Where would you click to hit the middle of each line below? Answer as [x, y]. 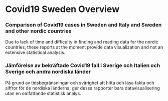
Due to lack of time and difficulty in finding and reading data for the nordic [82, 42]
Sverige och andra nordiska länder [48, 72]
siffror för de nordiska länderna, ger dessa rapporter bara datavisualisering [83, 88]
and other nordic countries [38, 31]
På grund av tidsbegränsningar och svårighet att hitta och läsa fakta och [80, 82]
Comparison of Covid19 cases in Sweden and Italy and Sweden [83, 25]
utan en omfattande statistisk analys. [43, 93]
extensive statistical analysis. [35, 52]
